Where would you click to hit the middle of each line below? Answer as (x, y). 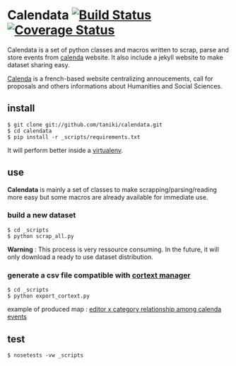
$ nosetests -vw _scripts (45, 355)
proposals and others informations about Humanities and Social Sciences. (115, 86)
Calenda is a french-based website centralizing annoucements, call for (110, 79)
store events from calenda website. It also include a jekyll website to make (116, 57)
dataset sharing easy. (39, 64)
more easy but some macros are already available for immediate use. (108, 197)
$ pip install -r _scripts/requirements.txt (74, 137)
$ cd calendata (30, 131)
